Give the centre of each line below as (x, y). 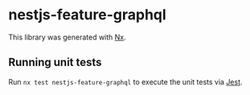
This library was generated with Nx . (67, 37)
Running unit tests (55, 62)
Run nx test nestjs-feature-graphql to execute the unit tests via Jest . (125, 81)
